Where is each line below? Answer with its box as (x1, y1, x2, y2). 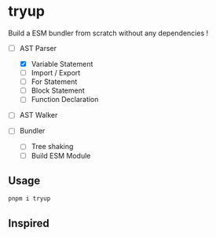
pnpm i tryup (8, 195, 51, 202)
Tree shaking (31, 142, 74, 151)
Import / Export (31, 68, 81, 78)
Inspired (8, 217, 49, 230)
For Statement (31, 77, 78, 86)
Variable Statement (31, 60, 93, 68)
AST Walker (19, 111, 58, 120)
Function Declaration (31, 95, 99, 104)
